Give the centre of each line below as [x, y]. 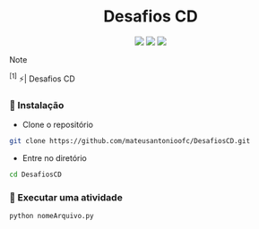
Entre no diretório [54, 157]
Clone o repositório [58, 124]
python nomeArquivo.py [52, 216]
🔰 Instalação [37, 105]
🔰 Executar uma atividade [66, 197]
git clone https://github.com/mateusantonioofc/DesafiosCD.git [130, 140]
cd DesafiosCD [36, 174]
